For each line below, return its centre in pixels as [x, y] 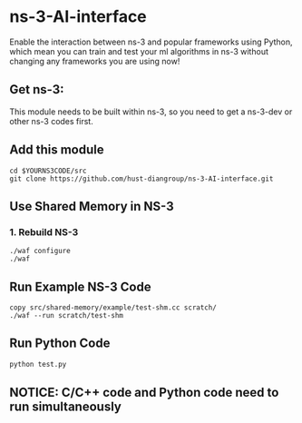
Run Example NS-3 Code [80, 286]
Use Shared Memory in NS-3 [92, 206]
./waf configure [40, 251]
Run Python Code [60, 344]
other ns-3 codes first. [51, 121]
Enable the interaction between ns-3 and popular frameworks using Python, [151, 42]
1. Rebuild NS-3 [44, 231]
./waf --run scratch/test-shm [67, 316]
